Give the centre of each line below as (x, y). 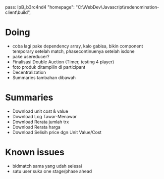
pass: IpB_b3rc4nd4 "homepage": (40, 7)
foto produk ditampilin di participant (49, 67)
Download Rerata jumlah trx (41, 122)
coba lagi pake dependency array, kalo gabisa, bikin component (78, 46)
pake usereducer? (31, 56)
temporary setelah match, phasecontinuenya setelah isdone (73, 51)
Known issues (35, 152)
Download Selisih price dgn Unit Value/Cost (57, 132)
